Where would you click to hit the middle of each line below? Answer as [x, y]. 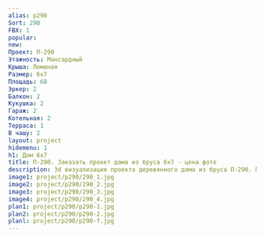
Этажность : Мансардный [45, 60]
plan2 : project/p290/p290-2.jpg [61, 214]
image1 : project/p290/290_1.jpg [61, 177]
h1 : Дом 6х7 [28, 155]
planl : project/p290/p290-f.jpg [61, 221]
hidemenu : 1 [28, 148]
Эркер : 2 [22, 89]
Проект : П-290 [32, 52]
